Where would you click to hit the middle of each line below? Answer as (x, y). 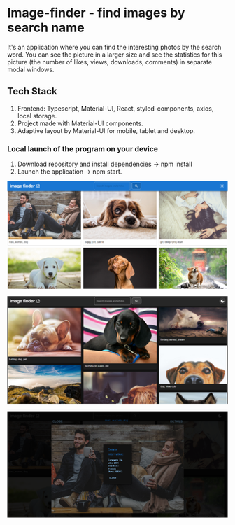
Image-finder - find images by (96, 13)
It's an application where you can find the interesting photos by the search (114, 47)
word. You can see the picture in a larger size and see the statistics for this (115, 55)
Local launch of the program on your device (83, 148)
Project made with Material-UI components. (80, 123)
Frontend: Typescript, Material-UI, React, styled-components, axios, (115, 108)
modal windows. (31, 69)
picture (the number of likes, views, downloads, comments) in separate (109, 62)
